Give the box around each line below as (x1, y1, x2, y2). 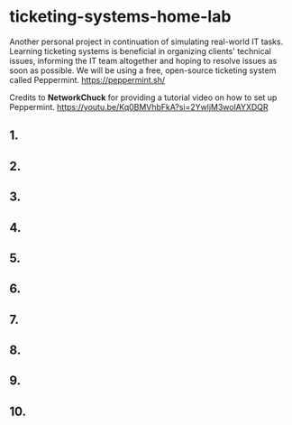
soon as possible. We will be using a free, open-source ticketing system (9, 65, 277, 76)
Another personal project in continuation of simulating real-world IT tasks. (9, 36, 284, 47)
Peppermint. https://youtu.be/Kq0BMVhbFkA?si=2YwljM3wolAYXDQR (9, 101, 269, 112)
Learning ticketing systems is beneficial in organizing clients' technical (9, 45, 272, 56)
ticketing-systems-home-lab (9, 6, 232, 27)
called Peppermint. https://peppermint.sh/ (9, 74, 166, 85)
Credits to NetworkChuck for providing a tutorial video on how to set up (9, 92, 278, 103)
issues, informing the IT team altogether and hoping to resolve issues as (9, 55, 278, 66)
